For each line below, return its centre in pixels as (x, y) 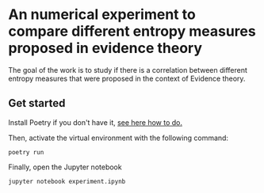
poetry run (26, 152)
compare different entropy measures (132, 31)
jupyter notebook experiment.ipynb (67, 181)
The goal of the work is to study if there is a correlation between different (128, 70)
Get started (37, 103)
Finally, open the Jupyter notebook (65, 167)
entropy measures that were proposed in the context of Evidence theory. (127, 78)
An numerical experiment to (102, 15)
